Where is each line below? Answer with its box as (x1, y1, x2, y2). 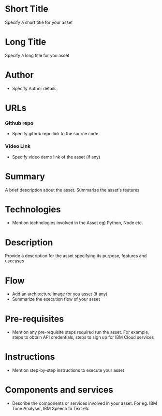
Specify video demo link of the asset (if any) (12, 154, 101, 160)
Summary (5, 171, 45, 182)
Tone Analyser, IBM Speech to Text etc (12, 406, 89, 412)
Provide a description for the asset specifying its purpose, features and (5, 253, 147, 259)
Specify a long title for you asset (5, 52, 70, 58)
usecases (5, 258, 24, 264)
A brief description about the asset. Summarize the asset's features (5, 187, 140, 192)
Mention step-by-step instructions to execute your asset (12, 368, 124, 373)
